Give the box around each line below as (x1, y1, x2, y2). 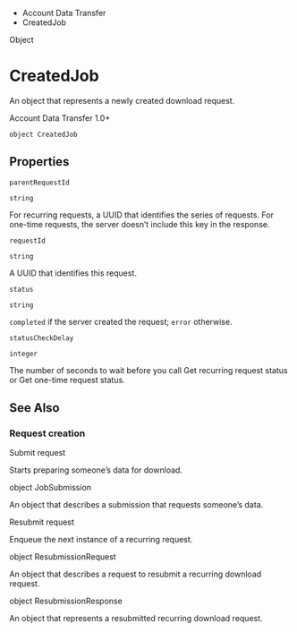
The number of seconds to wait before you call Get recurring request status (9, 364, 288, 375)
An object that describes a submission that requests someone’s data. (9, 500, 264, 510)
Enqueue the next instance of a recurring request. (9, 534, 193, 545)
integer (9, 349, 38, 358)
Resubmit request (9, 517, 74, 527)
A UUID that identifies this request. (9, 268, 137, 278)
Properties (9, 154, 70, 169)
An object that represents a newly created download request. (9, 95, 235, 106)
